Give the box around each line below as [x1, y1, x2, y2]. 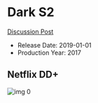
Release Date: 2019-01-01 [17, 41, 92, 49]
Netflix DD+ [7, 69, 59, 81]
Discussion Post [7, 27, 54, 36]
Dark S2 [7, 4, 55, 20]
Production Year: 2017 [17, 48, 82, 57]
